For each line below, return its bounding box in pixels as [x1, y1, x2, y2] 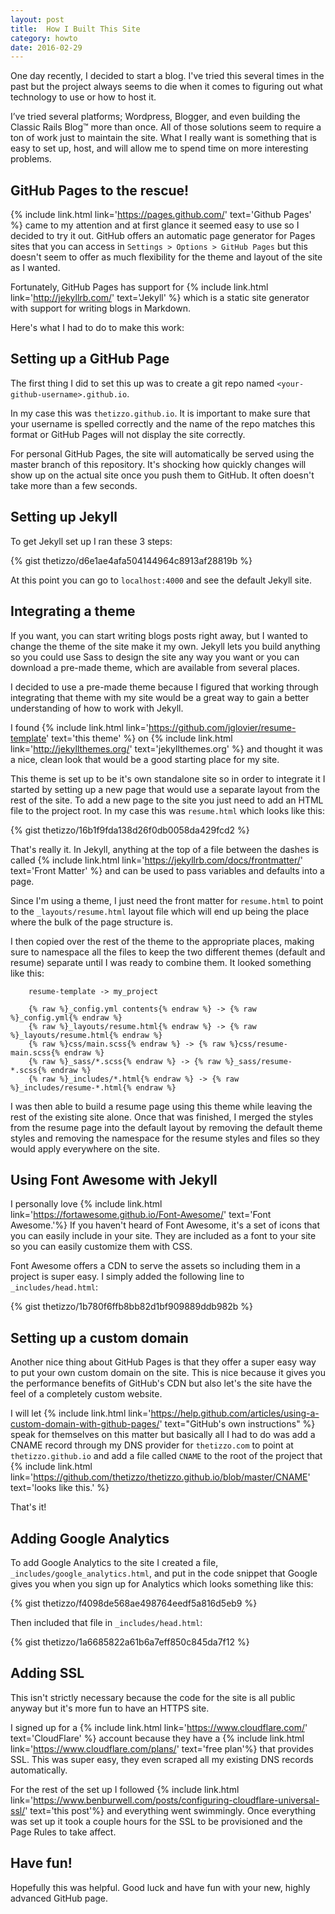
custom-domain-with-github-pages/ [10, 1418, 160, 1430]
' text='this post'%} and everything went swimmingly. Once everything [24, 1804, 317, 1816]
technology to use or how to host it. [10, 91, 157, 103]
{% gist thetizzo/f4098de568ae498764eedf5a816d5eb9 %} [10, 1597, 258, 1609]
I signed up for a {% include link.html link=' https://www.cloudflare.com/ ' [10, 1721, 308, 1733]
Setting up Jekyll [10, 509, 118, 526]
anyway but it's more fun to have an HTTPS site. [10, 1702, 210, 1714]
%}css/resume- [229, 1039, 288, 1049]
